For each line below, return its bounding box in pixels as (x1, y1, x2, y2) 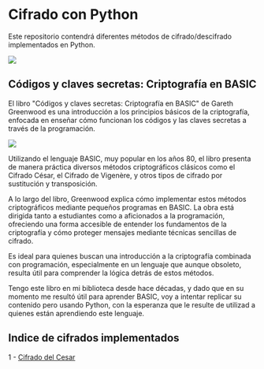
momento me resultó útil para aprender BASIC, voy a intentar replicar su (8, 292, 242, 301)
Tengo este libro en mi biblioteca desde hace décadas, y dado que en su (8, 283, 244, 293)
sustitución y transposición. (8, 179, 98, 188)
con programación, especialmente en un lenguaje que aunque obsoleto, (8, 259, 242, 269)
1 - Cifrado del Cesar (8, 352, 76, 362)
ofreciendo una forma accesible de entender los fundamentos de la (8, 219, 227, 229)
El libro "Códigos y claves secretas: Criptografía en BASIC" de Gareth (8, 99, 234, 108)
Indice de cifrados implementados (8, 331, 180, 345)
